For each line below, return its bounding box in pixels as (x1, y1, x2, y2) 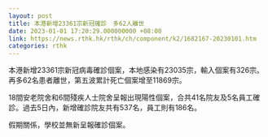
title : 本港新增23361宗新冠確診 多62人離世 (8, 19, 145, 28)
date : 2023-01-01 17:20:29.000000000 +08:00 (8, 27, 162, 35)
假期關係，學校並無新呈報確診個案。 (8, 120, 130, 130)
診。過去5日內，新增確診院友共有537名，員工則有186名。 (8, 103, 202, 113)
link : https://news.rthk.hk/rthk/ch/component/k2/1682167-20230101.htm (8, 34, 257, 43)
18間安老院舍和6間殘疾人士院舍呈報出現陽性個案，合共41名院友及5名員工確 (8, 92, 261, 102)
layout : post (8, 11, 53, 20)
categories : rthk (8, 42, 68, 50)
